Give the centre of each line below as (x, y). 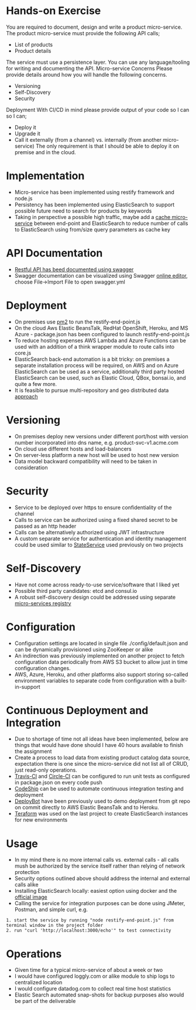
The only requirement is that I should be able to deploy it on (108, 146)
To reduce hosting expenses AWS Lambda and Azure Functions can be (100, 340)
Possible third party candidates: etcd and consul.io (76, 591)
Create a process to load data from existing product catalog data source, (102, 757)
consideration (31, 468)
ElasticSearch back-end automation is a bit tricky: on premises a (92, 359)
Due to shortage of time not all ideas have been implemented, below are (101, 739)
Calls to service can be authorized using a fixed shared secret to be (96, 520)
